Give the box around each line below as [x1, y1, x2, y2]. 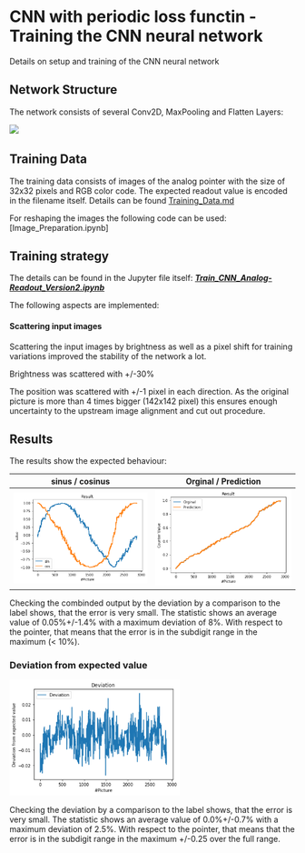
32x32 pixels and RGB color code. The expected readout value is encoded [9, 185, 288, 196]
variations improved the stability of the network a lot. [9, 350, 207, 361]
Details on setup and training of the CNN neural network [9, 55, 220, 66]
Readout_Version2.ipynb [9, 282, 105, 293]
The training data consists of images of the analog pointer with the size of [9, 176, 286, 186]
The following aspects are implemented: [9, 300, 160, 311]
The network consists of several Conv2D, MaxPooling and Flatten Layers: [9, 106, 284, 117]
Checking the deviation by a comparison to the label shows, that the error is [9, 805, 293, 816]
